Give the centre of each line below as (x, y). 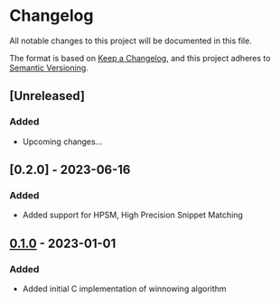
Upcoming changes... (62, 142)
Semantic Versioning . (49, 68)
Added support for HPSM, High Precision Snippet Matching (133, 215)
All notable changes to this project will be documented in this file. (131, 41)
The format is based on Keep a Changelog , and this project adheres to (140, 58)
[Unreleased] (47, 96)
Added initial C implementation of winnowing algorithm (125, 289)
